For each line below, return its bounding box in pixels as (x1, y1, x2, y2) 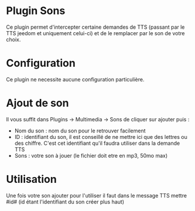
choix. (6, 36, 21, 43)
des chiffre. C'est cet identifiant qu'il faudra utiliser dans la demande (14, 139, 180, 147)
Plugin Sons (6, 4, 66, 18)
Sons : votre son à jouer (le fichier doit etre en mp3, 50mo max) (14, 152, 168, 159)
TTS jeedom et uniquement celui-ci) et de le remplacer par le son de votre (6, 29, 186, 36)
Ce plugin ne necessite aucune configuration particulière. (6, 76, 145, 83)
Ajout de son (6, 97, 69, 110)
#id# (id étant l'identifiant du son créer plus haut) (6, 198, 125, 205)
